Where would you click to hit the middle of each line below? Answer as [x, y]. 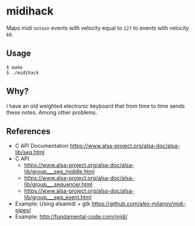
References [28, 131]
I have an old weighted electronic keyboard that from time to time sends [96, 106]
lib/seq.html [30, 152]
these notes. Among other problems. [52, 112]
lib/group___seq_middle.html [59, 171]
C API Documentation [42, 146]
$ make [14, 67]
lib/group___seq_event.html [58, 198]
